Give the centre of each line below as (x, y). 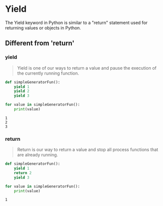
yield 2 (22, 91)
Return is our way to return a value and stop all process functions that (88, 150)
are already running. (38, 155)
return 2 (23, 173)
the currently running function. (48, 73)
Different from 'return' (40, 43)
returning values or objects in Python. (43, 27)
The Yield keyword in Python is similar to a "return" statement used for (76, 23)
